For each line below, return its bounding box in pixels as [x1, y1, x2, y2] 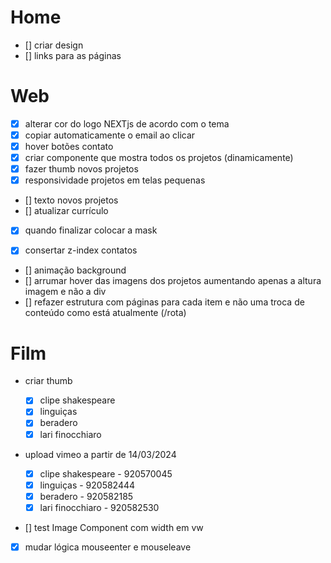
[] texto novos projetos [24, 194, 119, 206]
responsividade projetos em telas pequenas [24, 174, 206, 186]
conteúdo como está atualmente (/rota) [24, 307, 187, 319]
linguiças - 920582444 [39, 479, 136, 491]
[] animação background [24, 264, 127, 276]
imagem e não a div [24, 286, 107, 298]
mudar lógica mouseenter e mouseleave [24, 541, 192, 553]
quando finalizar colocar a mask [24, 224, 158, 236]
